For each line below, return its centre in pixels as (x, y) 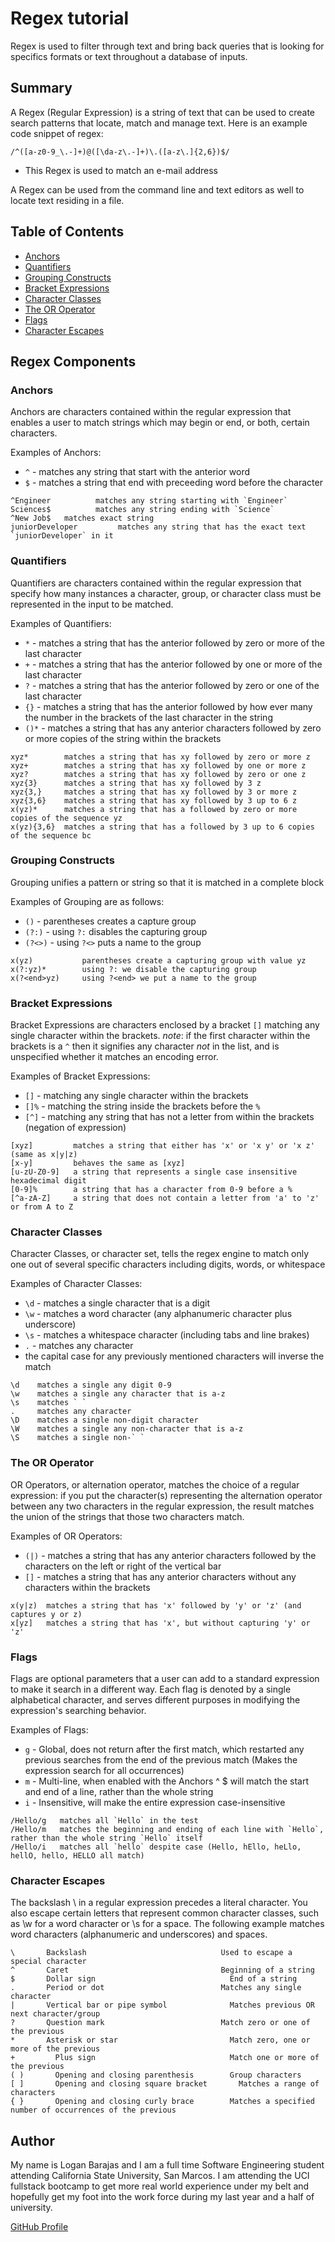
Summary (41, 88)
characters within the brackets (87, 1587)
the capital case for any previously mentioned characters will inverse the (174, 1356)
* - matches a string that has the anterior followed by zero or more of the (174, 643)
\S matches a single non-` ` (77, 1438)
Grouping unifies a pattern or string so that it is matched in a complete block (167, 882)
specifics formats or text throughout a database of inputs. (129, 56)
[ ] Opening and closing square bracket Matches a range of (165, 2084)
